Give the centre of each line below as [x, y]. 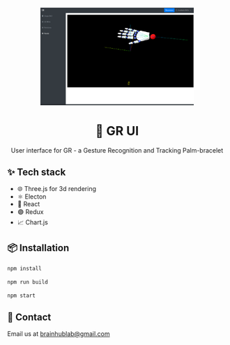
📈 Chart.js [33, 222]
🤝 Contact [29, 317]
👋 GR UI [117, 131]
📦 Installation [38, 248]
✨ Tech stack [37, 172]
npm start [22, 296]
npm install [24, 269]
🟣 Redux [30, 212]
